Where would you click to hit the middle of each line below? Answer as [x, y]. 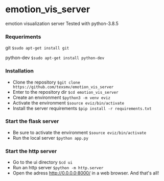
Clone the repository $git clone [46, 82]
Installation [20, 71]
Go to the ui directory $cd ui [43, 162]
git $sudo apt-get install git [37, 48]
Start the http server [31, 151]
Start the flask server [32, 121]
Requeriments [23, 37]
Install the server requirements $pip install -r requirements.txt [82, 108]
